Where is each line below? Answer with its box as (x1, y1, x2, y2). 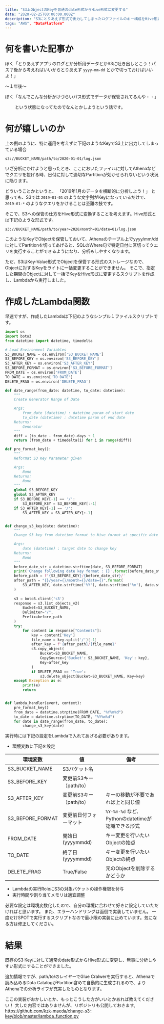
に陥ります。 (5, 178, 31, 184)
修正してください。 (18, 921, 57, 927)
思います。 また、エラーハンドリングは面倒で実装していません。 (21, 909, 151, 915)
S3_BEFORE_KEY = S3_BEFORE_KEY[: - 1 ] (22, 501, 97, 506)
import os (5, 329, 25, 334)
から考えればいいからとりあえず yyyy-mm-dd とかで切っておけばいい (18, 67, 153, 73)
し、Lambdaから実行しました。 (5, 277, 69, 283)
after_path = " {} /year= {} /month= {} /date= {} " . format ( (14, 578, 123, 583)
